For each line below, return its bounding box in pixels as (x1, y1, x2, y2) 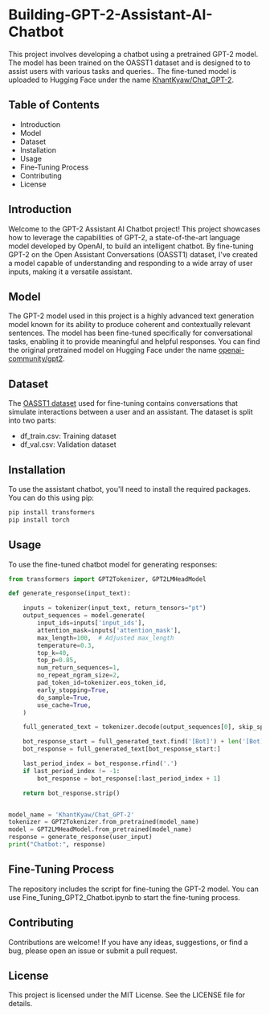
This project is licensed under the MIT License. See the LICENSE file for (8, 990, 246, 1000)
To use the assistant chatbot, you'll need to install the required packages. (8, 485, 251, 493)
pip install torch (8, 516, 70, 524)
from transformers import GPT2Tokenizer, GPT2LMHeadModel (8, 575, 207, 583)
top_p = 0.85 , (37, 657, 78, 665)
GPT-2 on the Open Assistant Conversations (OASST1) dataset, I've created (8, 249, 259, 259)
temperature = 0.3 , (37, 641, 95, 649)
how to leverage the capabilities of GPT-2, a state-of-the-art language (8, 232, 241, 242)
